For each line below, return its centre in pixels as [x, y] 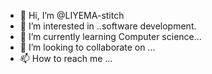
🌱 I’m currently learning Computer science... [110, 36]
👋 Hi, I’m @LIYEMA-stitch [72, 15]
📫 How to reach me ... [66, 58]
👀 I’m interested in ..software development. [108, 26]
